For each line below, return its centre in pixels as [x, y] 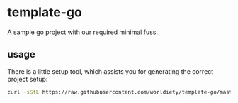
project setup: [28, 79]
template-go [45, 12]
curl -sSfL [23, 92]
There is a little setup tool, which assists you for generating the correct [110, 71]
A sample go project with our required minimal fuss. [83, 32]
